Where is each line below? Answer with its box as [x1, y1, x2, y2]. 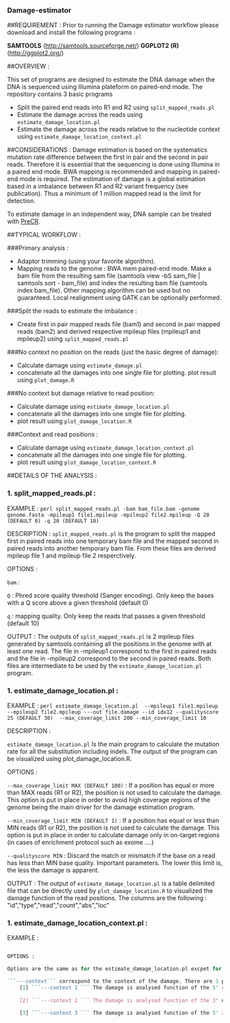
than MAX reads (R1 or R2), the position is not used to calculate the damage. [7, 788, 222, 797]
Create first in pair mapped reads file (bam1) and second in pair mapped [16, 320, 220, 328]
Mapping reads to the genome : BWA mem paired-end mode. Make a [16, 265, 212, 273]
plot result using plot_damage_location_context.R [16, 458, 157, 466]
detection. [7, 197, 36, 205]
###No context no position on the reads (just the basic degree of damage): [7, 348, 219, 357]
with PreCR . [7, 217, 41, 226]
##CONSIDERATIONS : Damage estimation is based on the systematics [7, 146, 207, 154]
